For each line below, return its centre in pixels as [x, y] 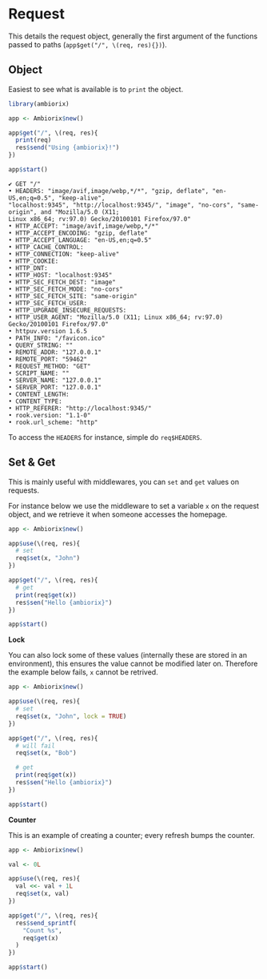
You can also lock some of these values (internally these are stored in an [128, 655]
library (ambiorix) [39, 104]
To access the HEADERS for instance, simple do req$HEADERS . [105, 437]
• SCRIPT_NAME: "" [39, 373]
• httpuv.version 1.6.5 [48, 331]
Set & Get [32, 463]
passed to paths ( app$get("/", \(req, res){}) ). [88, 44]
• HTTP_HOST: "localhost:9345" [60, 275]
